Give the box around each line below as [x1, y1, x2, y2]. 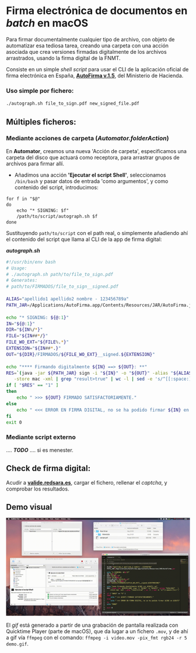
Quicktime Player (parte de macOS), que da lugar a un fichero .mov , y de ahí [6, 628, 188, 635]
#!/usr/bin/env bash [6, 259, 57, 265]
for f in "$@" [6, 196, 41, 202]
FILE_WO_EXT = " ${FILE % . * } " [6, 339, 69, 345]
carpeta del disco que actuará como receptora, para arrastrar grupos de [6, 154, 180, 161]
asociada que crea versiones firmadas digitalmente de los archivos [6, 48, 167, 55]
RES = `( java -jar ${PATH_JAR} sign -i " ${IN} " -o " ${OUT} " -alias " [6, 370, 174, 376]
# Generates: [6, 278, 38, 284]
